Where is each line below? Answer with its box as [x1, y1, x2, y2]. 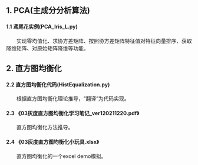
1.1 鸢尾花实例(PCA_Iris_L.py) [6, 23, 78, 30]
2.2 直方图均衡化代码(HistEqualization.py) [6, 81, 110, 88]
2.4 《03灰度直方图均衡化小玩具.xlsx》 [6, 138, 99, 145]
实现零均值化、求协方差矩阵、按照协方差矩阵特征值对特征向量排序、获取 [16, 37, 192, 44]
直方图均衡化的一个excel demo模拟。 [16, 152, 107, 160]
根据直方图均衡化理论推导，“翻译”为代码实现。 [16, 95, 130, 102]
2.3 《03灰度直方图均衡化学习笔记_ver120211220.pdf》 [6, 109, 140, 116]
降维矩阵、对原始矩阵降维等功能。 [6, 45, 89, 52]
